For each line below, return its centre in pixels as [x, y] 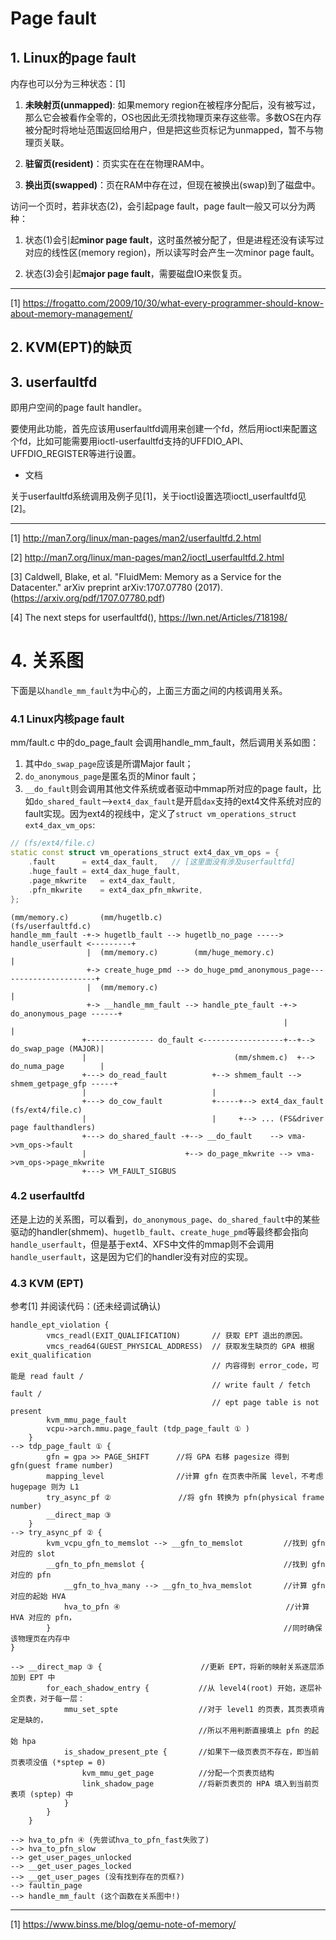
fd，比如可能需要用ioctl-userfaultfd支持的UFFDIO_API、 [133, 441]
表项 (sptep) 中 [42, 1795]
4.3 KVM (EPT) [47, 1283]
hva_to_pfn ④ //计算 [186, 1607]
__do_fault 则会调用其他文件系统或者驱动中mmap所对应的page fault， [168, 789]
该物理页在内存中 [40, 1639]
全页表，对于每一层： [47, 1699]
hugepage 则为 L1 [45, 1487]
